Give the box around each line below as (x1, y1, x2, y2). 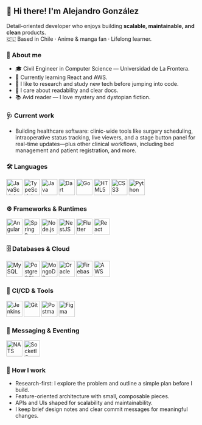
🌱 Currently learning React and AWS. (15, 74, 108, 81)
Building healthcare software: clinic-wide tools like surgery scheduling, (15, 127, 193, 135)
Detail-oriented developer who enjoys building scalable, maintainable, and (6, 22, 195, 29)
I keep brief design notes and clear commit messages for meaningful (15, 406, 188, 413)
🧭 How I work (6, 366, 46, 374)
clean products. (6, 29, 47, 36)
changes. (15, 412, 39, 420)
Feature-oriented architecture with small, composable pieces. (15, 393, 170, 400)
